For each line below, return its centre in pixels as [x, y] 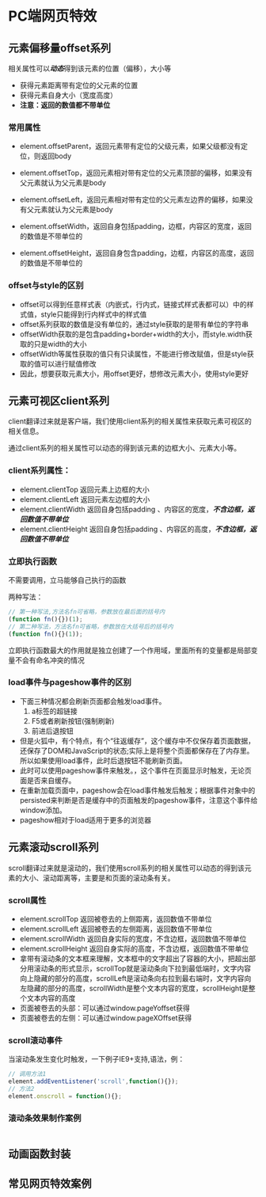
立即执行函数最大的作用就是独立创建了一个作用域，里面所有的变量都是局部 [129, 650]
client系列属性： [40, 470]
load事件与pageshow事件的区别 [70, 682]
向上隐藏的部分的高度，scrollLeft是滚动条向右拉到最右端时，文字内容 [132, 978]
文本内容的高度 [51, 997]
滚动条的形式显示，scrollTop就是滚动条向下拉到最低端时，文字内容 [142, 968]
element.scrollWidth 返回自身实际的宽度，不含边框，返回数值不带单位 [133, 938]
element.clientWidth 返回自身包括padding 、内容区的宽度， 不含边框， [133, 509]
